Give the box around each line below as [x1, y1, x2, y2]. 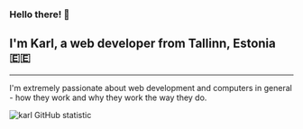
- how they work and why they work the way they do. [9, 92, 207, 103]
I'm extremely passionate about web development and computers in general [9, 82, 293, 93]
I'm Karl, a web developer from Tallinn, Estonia [9, 36, 277, 51]
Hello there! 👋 [9, 8, 70, 21]
